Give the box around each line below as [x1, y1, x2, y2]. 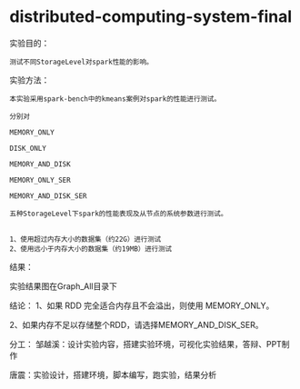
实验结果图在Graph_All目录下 [9, 280, 118, 292]
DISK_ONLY [9, 144, 47, 153]
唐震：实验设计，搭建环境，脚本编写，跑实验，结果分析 [9, 369, 216, 380]
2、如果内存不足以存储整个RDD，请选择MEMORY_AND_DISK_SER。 [9, 319, 264, 330]
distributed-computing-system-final [9, 6, 293, 27]
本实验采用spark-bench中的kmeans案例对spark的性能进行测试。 [9, 94, 221, 104]
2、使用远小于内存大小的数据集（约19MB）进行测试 [9, 244, 173, 254]
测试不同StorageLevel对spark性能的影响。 [9, 57, 154, 66]
